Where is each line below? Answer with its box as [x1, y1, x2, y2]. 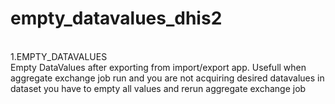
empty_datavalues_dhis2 [10, 7, 223, 30]
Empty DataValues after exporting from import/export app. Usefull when [10, 61, 307, 73]
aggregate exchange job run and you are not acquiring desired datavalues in [10, 72, 325, 84]
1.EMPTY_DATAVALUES [10, 50, 108, 62]
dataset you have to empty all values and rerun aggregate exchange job [10, 82, 307, 94]
